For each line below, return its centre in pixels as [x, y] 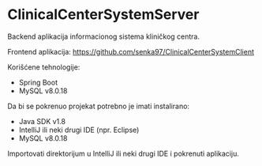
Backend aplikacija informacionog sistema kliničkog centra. [104, 36]
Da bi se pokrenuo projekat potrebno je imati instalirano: [99, 106]
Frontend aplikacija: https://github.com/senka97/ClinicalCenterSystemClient [131, 51]
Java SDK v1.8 [42, 121]
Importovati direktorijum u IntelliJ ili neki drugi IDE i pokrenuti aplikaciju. [124, 153]
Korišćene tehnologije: [44, 67]
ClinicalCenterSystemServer [103, 15]
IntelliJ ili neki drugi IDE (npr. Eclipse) [79, 130]
